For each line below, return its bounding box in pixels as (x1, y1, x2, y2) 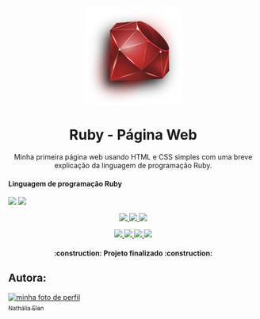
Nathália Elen (8, 304, 44, 312)
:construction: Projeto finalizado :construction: (54, 248, 212, 258)
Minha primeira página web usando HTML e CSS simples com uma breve (13, 152, 253, 161)
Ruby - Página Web (69, 126, 197, 144)
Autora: (8, 271, 47, 285)
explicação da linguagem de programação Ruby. (54, 160, 212, 170)
